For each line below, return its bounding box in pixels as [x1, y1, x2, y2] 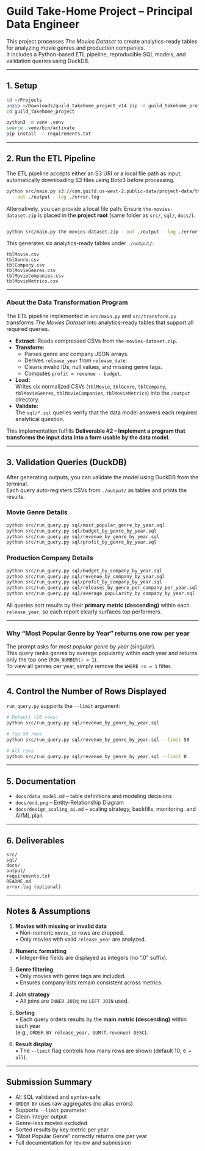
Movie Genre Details [6, 508, 68, 517]
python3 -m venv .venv [6, 120, 64, 126]
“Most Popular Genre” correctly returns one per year [15, 1132, 148, 1139]
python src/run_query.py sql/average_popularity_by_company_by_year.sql [6, 590, 195, 597]
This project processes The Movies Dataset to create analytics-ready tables [6, 37, 198, 45]
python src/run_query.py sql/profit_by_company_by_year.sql [6, 579, 163, 585]
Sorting [15, 1009, 35, 1016]
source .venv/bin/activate [6, 125, 75, 131]
